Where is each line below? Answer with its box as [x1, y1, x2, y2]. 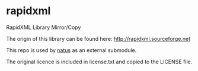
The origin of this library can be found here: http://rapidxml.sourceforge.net [6, 35, 191, 42]
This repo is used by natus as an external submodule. [6, 46, 137, 54]
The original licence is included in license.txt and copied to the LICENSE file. [6, 58, 193, 65]
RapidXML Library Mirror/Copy [6, 24, 81, 31]
